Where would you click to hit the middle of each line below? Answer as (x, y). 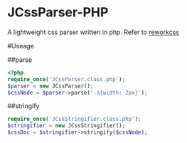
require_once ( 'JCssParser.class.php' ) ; (66, 79)
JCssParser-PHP (58, 12)
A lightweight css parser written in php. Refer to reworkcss (93, 32)
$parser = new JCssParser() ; (50, 86)
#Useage (21, 46)
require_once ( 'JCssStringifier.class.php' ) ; (74, 119)
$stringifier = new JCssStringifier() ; (66, 126)
